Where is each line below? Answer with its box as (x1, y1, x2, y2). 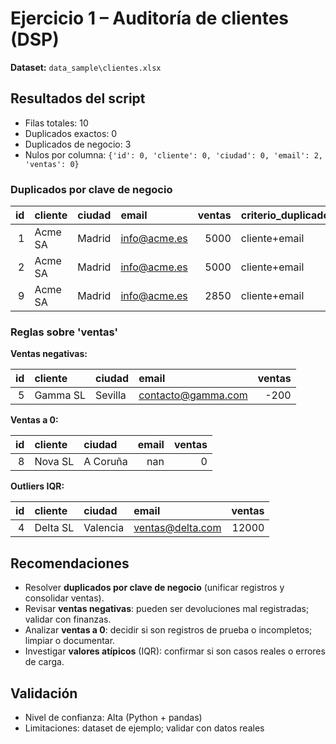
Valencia (83, 521, 125, 535)
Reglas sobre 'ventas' (10, 325, 119, 339)
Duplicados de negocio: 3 (24, 138, 132, 150)
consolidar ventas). (24, 592, 105, 604)
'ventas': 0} (24, 159, 80, 169)
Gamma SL (34, 388, 86, 402)
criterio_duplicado (240, 208, 330, 222)
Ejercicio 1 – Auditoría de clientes (10, 7, 290, 30)
